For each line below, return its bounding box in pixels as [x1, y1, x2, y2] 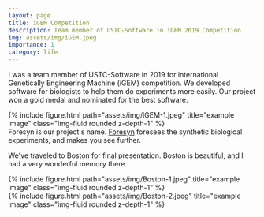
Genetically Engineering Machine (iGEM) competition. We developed [8, 78, 231, 88]
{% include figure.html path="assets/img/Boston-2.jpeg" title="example [8, 191, 242, 200]
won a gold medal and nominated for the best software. [8, 95, 188, 104]
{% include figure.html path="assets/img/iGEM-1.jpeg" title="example [8, 110, 235, 119]
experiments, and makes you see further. [8, 136, 142, 144]
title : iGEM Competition [8, 19, 90, 27]
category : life [8, 48, 58, 56]
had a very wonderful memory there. [8, 159, 128, 168]
